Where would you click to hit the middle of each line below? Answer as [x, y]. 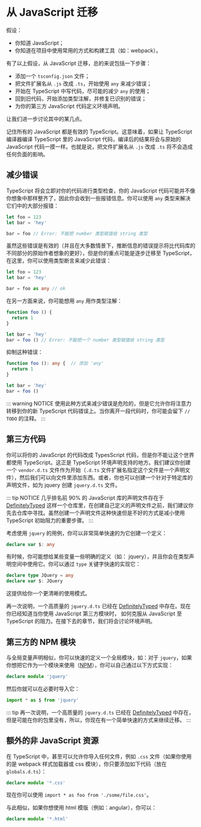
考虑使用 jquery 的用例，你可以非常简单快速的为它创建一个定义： [87, 533]
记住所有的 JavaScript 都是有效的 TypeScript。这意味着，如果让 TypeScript [99, 131]
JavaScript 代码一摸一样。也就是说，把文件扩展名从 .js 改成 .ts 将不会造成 [100, 146]
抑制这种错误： [25, 352]
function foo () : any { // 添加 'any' [55, 364]
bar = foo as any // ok [36, 289]
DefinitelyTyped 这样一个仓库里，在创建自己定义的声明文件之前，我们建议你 [100, 505]
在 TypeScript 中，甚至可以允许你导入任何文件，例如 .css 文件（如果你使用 [99, 756]
